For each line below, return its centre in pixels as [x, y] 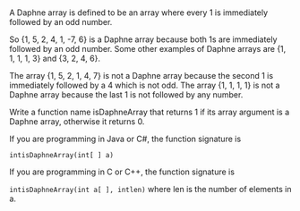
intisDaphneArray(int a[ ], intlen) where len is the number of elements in [150, 190]
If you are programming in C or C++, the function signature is [122, 172]
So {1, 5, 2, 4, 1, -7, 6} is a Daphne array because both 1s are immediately [143, 39]
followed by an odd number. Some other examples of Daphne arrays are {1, [148, 49]
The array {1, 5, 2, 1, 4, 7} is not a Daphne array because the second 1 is [141, 76]
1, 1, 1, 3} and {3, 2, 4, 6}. [55, 59]
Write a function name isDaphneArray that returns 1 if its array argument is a [150, 112]
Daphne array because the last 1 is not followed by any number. [126, 95]
